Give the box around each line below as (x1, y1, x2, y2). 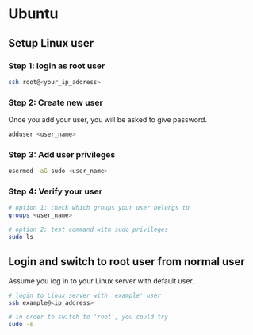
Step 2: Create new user (8, 97, 103, 108)
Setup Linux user (8, 37, 94, 50)
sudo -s (8, 321, 34, 329)
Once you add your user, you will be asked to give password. (8, 115, 208, 125)
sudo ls (8, 233, 34, 241)
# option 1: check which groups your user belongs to (8, 204, 190, 212)
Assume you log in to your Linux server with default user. (8, 275, 194, 286)
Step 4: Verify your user (8, 186, 103, 197)
